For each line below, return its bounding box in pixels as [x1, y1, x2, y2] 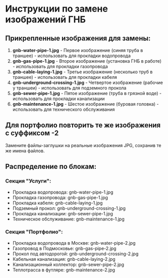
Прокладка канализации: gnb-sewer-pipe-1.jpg [12, 210, 114, 216]
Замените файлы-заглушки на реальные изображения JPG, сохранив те [5, 142, 161, 148]
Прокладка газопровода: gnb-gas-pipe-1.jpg [12, 194, 108, 200]
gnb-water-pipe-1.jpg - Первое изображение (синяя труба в [12, 48, 143, 53]
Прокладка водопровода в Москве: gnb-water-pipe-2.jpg [12, 240, 136, 246]
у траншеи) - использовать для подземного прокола [12, 85, 127, 91]
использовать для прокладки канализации [12, 96, 105, 102]
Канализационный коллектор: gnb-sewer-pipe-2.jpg [12, 261, 125, 267]
